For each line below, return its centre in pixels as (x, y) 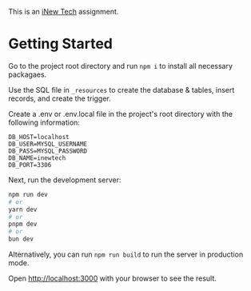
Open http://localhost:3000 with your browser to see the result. (113, 278)
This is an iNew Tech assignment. (64, 12)
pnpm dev (23, 224)
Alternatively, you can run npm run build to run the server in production (126, 254)
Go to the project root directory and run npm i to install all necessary (121, 66)
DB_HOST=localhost (39, 137)
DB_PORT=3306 (30, 165)
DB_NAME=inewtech (37, 158)
